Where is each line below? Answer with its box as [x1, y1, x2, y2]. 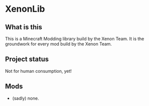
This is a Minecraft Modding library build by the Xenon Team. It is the [5, 36, 145, 42]
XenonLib [5, 3, 45, 15]
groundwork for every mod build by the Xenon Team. [5, 41, 112, 47]
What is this [5, 23, 43, 31]
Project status [5, 55, 49, 64]
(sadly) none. [12, 95, 39, 101]
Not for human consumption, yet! [5, 68, 72, 74]
